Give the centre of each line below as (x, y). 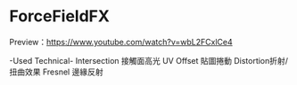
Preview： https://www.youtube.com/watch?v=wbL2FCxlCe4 (121, 42)
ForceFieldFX (59, 16)
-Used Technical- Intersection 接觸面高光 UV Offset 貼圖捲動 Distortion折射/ (148, 60)
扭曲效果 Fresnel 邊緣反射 (57, 72)
